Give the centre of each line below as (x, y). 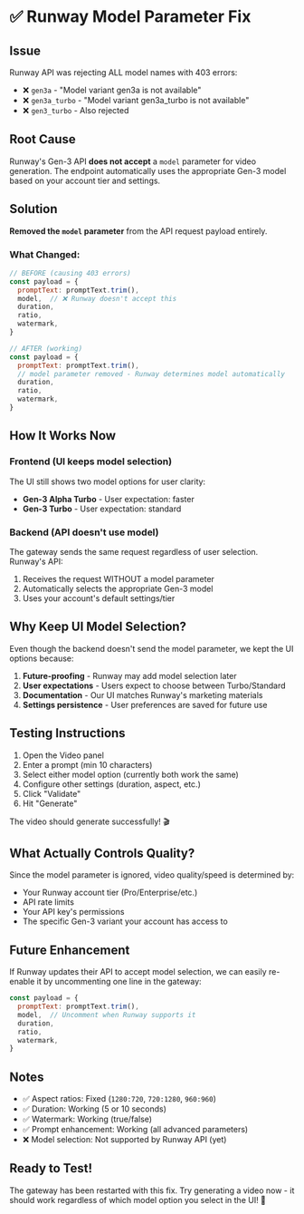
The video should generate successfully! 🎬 (90, 821)
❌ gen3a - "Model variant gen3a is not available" (112, 90)
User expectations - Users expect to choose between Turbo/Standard (154, 685)
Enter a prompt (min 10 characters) (87, 764)
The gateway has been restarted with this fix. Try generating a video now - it (152, 1190)
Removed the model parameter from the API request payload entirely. (138, 231)
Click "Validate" (52, 793)
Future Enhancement (70, 950)
